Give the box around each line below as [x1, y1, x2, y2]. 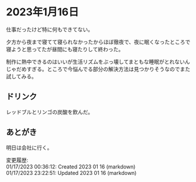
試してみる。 [6, 73, 37, 80]
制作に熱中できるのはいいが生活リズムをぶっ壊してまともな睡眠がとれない [6, 58, 185, 65]
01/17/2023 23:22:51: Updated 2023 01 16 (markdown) [6, 169, 137, 176]
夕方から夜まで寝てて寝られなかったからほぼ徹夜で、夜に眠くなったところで [6, 38, 191, 45]
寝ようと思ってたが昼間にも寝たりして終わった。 [6, 45, 124, 53]
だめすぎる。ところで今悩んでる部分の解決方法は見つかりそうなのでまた [16, 65, 191, 72]
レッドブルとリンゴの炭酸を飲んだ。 [6, 108, 94, 115]
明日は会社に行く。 [6, 144, 53, 151]
